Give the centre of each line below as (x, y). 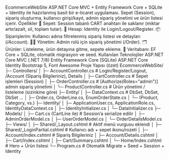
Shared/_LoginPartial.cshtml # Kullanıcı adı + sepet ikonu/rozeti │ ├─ (77, 130)
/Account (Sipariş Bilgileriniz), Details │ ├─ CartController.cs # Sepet (77, 76)
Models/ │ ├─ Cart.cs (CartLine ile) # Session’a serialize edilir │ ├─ (75, 114)
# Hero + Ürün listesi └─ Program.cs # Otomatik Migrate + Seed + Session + (85, 146)
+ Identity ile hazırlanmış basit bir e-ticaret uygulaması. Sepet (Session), (80, 13)
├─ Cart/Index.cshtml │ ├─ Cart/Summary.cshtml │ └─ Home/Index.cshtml (83, 140)
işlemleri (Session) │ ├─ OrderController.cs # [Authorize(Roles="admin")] (82, 81)
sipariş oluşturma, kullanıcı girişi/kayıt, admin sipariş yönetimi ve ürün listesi (84, 18)
